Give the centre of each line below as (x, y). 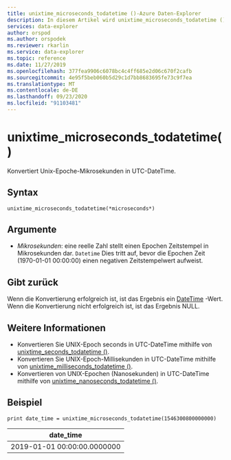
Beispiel (25, 402)
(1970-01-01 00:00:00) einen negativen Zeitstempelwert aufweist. (110, 261)
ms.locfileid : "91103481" (44, 103)
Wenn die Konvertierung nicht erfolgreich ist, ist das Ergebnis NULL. (103, 306)
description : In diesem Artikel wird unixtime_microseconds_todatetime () (117, 20)
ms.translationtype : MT (41, 84)
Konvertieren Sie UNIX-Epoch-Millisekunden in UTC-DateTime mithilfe (117, 359)
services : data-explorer (43, 26)
